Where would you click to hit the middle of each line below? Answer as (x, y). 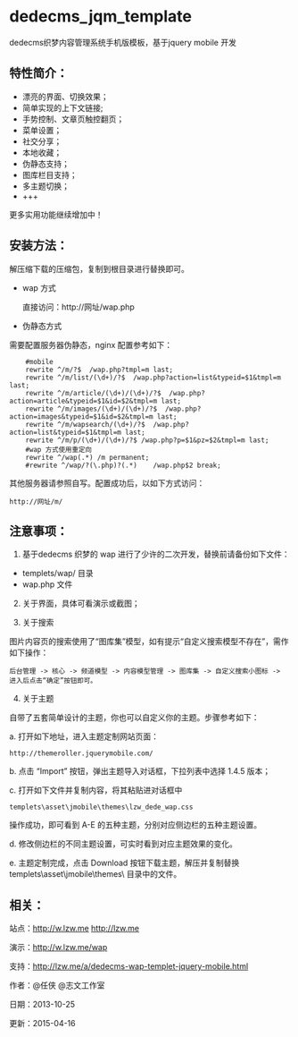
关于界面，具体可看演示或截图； (81, 603)
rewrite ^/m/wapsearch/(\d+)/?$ (85, 424)
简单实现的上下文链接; (63, 107)
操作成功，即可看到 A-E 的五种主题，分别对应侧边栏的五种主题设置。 (135, 825)
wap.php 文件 (47, 584)
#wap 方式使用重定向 (58, 449)
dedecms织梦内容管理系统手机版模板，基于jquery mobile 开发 (123, 42)
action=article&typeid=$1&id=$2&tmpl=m (83, 401)
